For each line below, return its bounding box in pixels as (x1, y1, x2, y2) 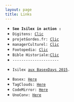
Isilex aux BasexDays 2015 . (12, 67, 70, 72)
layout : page (5, 7, 32, 12)
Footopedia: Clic (12, 47, 48, 52)
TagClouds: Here (12, 82, 46, 87)
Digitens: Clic (12, 32, 44, 36)
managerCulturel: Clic (12, 42, 59, 47)
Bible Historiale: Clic (12, 52, 59, 57)
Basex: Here (12, 77, 37, 82)
